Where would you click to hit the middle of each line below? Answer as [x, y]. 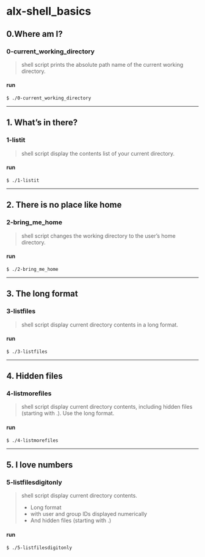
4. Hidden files [34, 376]
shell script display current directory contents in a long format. [100, 324]
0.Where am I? [34, 34]
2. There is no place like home [64, 205]
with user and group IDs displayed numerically [89, 514]
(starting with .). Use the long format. [68, 413]
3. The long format [42, 294]
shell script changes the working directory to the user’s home [98, 236]
